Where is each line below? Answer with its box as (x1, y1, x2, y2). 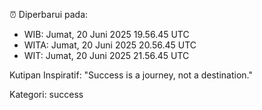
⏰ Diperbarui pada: (9, 9, 89, 20)
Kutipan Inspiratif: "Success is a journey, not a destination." (9, 69, 253, 81)
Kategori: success (9, 89, 84, 100)
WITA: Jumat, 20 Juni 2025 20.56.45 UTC (23, 39, 197, 51)
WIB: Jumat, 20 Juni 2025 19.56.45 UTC (23, 29, 190, 40)
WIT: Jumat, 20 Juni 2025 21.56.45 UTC (23, 50, 190, 61)
